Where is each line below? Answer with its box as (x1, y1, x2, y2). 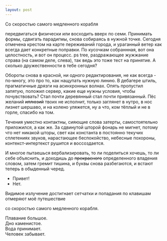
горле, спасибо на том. (5, 109, 55, 115)
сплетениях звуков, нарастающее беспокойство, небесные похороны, (5, 135, 156, 141)
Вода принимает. (5, 226, 42, 232)
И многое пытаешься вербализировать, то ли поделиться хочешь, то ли (5, 150, 159, 156)
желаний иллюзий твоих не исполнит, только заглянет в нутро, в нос (5, 98, 153, 105)
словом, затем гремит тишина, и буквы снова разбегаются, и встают (5, 160, 153, 166)
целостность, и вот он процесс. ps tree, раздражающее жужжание (5, 52, 149, 58)
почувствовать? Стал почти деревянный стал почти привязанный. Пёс (5, 93, 156, 99)
